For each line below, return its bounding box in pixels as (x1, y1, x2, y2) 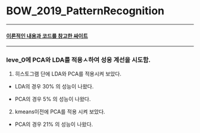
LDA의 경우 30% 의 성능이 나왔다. (14, 83, 94, 90)
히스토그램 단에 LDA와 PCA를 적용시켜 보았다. (14, 70, 122, 78)
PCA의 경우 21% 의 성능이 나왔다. (14, 121, 93, 128)
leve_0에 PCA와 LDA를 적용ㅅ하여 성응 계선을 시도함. (6, 56, 151, 64)
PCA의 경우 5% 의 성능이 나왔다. (14, 96, 91, 103)
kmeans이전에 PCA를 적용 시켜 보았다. (14, 108, 105, 115)
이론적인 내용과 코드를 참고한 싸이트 (6, 32, 88, 39)
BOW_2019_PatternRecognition (6, 4, 165, 18)
